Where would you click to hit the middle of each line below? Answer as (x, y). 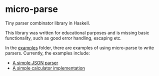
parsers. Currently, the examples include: (47, 53)
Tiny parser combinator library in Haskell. (48, 23)
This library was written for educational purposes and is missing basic (77, 32)
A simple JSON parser (35, 62)
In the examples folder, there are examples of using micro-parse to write (79, 47)
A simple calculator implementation (49, 68)
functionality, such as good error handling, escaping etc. (63, 38)
